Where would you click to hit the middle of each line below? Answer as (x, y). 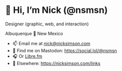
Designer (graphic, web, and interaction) (47, 24)
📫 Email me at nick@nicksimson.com (51, 43)
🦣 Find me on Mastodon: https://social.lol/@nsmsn (65, 50)
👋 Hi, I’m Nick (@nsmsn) (56, 10)
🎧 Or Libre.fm (27, 56)
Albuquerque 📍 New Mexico (34, 33)
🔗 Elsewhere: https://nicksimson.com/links (56, 63)
